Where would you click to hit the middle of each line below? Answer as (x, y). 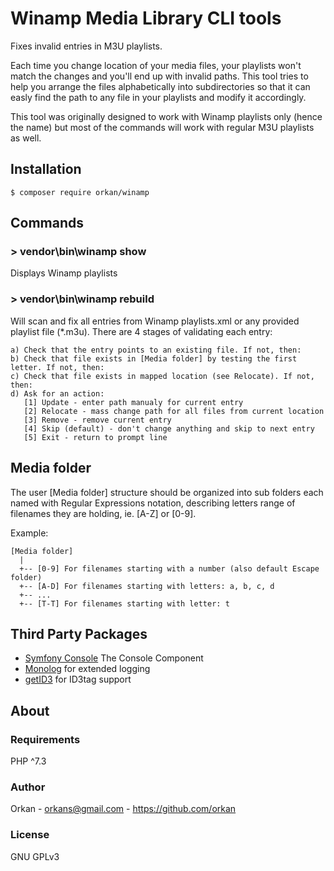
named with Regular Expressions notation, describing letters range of (153, 503)
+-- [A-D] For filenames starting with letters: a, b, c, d (147, 586)
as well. (26, 138)
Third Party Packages (79, 633)
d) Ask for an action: (57, 393)
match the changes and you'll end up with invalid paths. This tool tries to (159, 76)
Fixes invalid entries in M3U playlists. (86, 46)
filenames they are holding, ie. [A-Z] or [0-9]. (103, 513)
